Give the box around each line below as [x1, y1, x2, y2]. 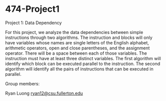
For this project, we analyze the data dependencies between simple [5, 29, 144, 35]
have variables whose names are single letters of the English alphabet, [5, 39, 149, 45]
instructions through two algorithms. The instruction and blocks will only [5, 34, 153, 40]
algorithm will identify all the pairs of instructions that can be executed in [5, 66, 154, 72]
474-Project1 [5, 3, 59, 15]
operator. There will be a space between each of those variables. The [5, 50, 147, 56]
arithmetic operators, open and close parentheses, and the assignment [5, 45, 150, 51]
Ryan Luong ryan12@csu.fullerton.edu [5, 90, 83, 96]
